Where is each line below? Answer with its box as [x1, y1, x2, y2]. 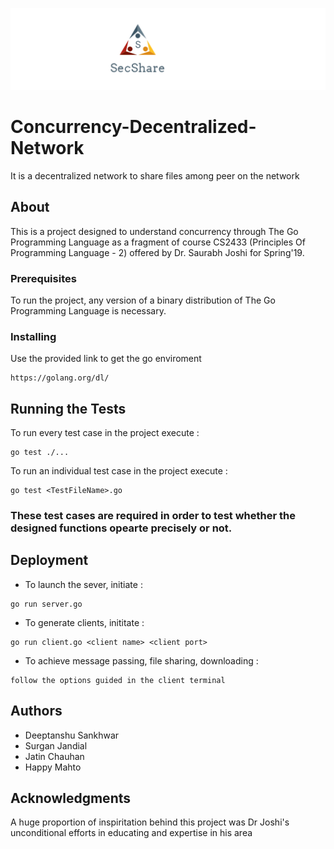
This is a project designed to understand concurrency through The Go [10, 225, 299, 237]
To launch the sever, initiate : [24, 578, 143, 590]
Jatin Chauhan [24, 750, 85, 762]
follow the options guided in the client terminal [10, 675, 226, 685]
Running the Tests [10, 400, 127, 417]
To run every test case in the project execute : [10, 427, 200, 439]
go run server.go [10, 599, 83, 609]
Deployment [10, 552, 89, 569]
